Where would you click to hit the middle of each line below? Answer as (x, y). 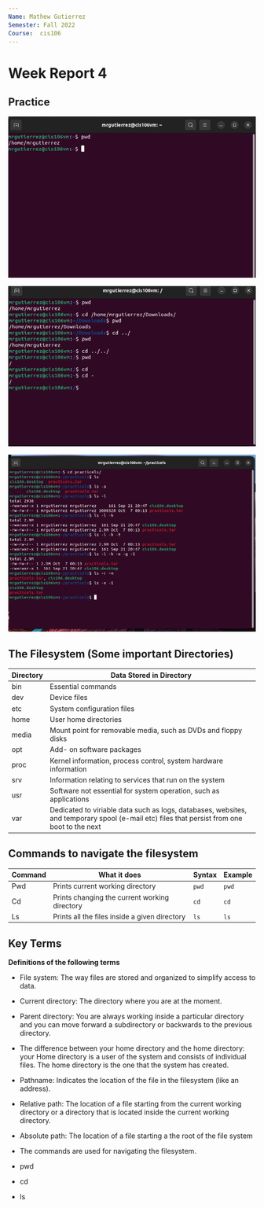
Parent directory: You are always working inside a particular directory (132, 1016)
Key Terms (35, 943)
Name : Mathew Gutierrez (47, 17)
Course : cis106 (35, 33)
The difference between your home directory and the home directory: (132, 1048)
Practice (29, 102)
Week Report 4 (58, 73)
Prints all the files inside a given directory (119, 916)
